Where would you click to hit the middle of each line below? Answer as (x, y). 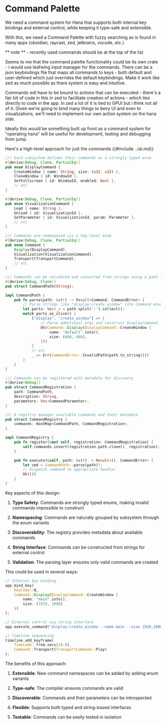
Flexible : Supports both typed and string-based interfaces (72, 708)
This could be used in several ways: (41, 572)
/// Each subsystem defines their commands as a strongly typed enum (78, 158)
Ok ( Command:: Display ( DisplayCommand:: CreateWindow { (96, 327)
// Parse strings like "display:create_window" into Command (87, 304)
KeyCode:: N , (26, 590)
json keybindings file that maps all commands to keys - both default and (78, 72)
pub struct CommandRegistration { (41, 387)
